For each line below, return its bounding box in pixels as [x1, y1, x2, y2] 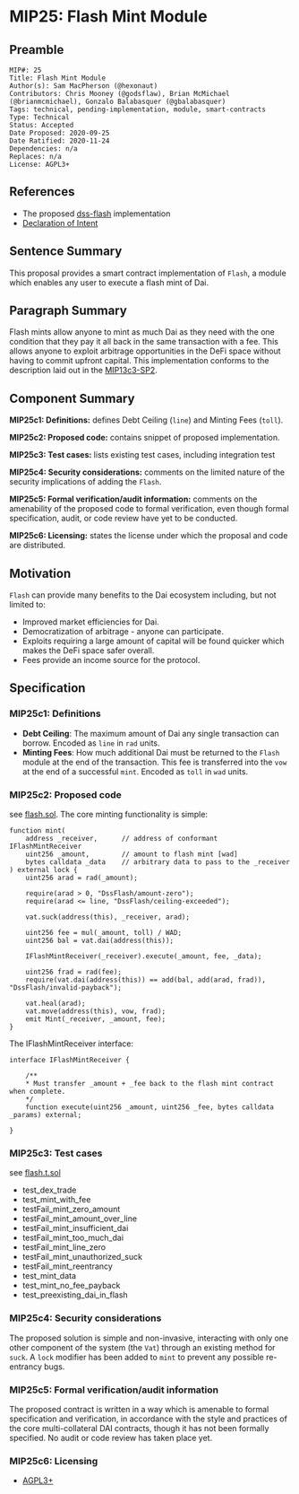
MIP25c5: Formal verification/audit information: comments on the [9, 494, 258, 504]
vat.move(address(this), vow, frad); [25, 1007, 167, 1016]
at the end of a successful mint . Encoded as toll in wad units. [21, 765, 249, 777]
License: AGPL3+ [9, 160, 70, 169]
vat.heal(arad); [25, 999, 87, 1009]
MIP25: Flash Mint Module [9, 6, 208, 27]
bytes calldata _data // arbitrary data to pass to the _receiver [25, 858, 291, 867]
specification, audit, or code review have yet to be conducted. [9, 513, 238, 524]
